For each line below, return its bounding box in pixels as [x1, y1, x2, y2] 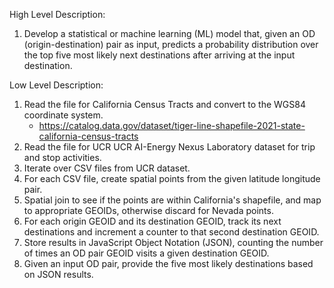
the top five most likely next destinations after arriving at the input [23, 49, 296, 61]
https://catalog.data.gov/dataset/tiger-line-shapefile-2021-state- [38, 120, 306, 131]
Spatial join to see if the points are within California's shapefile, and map [23, 194, 322, 206]
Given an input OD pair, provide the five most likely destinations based [23, 258, 314, 269]
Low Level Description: [9, 79, 104, 91]
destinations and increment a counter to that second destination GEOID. [23, 226, 320, 238]
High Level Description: [9, 9, 106, 20]
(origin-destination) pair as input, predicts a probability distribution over [23, 39, 319, 50]
